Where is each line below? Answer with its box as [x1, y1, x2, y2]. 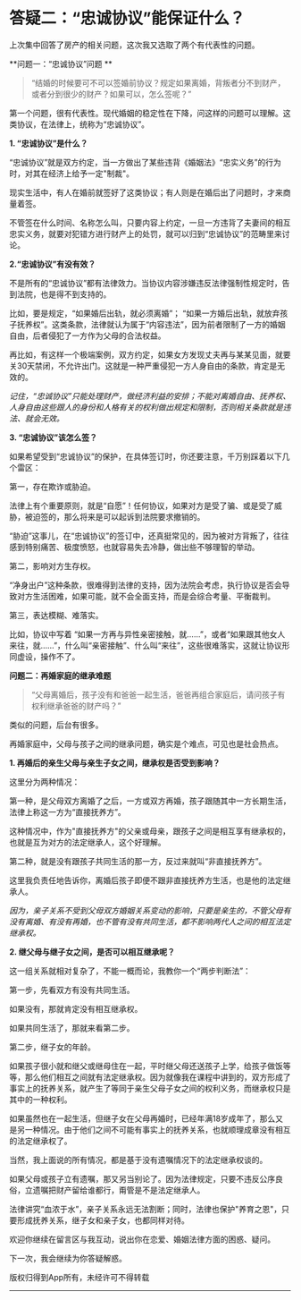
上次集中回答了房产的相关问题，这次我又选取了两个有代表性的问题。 [9, 39, 260, 50]
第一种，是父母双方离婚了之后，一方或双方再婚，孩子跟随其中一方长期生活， [9, 795, 291, 806]
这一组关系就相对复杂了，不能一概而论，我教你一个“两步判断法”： [9, 965, 252, 976]
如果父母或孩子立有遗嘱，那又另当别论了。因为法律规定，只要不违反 [9, 1173, 260, 1184]
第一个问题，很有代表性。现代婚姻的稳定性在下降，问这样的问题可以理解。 [9, 107, 283, 118]
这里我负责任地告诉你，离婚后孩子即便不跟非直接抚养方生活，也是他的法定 [9, 874, 283, 886]
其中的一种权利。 [9, 1093, 72, 1105]
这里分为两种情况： [9, 776, 80, 787]
